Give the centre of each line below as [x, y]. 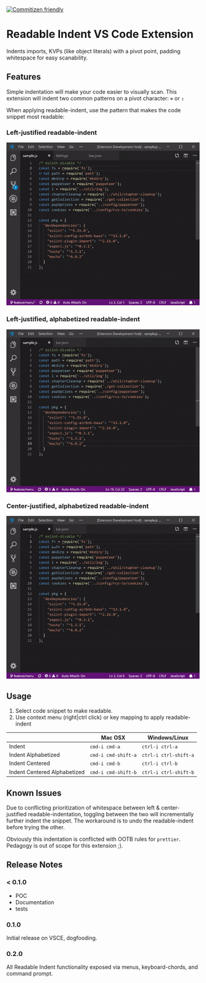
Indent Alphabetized [34, 755]
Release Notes [35, 865]
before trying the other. [36, 827]
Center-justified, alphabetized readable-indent [78, 506]
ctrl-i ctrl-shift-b [168, 772]
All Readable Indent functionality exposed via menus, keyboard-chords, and [102, 967]
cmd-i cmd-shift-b [113, 772]
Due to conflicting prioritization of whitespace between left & [83, 808]
